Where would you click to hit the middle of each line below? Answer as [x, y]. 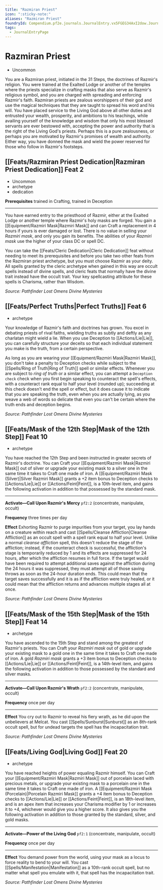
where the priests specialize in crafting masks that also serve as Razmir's [78, 89]
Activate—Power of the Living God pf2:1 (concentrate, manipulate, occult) [80, 834]
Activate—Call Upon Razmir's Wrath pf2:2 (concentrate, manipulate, [74, 688]
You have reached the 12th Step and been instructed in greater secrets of [78, 458]
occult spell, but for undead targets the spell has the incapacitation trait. [77, 727]
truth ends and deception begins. [38, 404]
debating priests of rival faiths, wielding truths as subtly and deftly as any [78, 333]
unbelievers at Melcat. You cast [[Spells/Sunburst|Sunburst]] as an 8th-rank [81, 722]
